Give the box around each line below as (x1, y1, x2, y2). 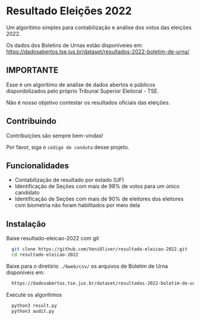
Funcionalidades (6, 161, 70, 171)
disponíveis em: (6, 269, 45, 276)
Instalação (6, 219, 46, 229)
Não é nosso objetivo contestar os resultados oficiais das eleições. (6, 99, 171, 106)
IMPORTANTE (6, 65, 58, 76)
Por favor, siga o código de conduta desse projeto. (6, 143, 130, 150)
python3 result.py (11, 302, 58, 309)
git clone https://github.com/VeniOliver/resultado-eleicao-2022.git (11, 246, 187, 252)
